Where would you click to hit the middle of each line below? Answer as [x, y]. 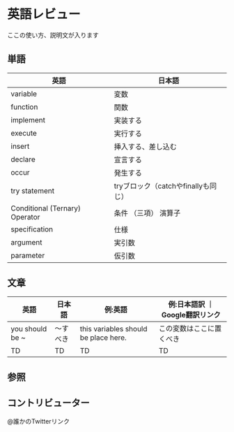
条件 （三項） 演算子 [147, 213]
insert [20, 146]
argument [27, 242]
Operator [25, 217]
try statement [32, 191]
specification [32, 229]
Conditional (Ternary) [46, 208]
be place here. [103, 338]
